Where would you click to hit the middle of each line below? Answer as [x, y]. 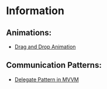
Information [35, 11]
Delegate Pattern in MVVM [46, 79]
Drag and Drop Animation [45, 47]
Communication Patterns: [54, 65]
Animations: [29, 33]
